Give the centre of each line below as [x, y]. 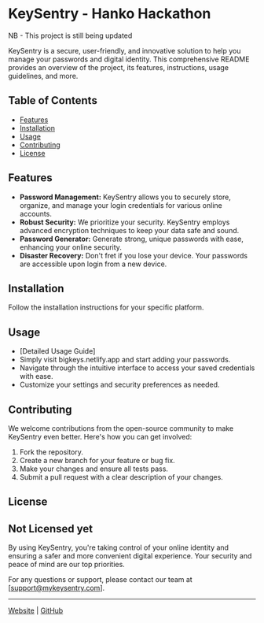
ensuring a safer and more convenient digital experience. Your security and [130, 556]
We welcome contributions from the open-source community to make [121, 428]
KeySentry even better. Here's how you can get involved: [100, 437]
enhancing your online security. [70, 247]
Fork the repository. [51, 452]
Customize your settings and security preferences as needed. [119, 385]
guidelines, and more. [43, 76]
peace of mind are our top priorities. [67, 565]
